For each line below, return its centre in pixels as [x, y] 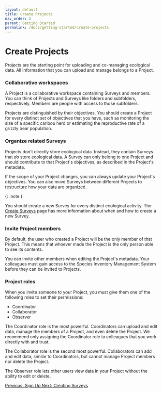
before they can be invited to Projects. [43, 269]
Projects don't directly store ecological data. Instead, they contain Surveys [79, 151]
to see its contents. [24, 249]
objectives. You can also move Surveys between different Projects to [74, 181]
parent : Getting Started [30, 23]
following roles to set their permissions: [44, 297]
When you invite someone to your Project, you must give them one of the [78, 292]
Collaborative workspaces [37, 82]
